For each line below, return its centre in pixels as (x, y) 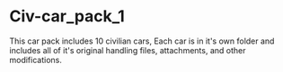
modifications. (36, 60)
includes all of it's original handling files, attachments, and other (128, 50)
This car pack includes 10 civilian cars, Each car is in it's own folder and (142, 41)
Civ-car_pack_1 (67, 16)
